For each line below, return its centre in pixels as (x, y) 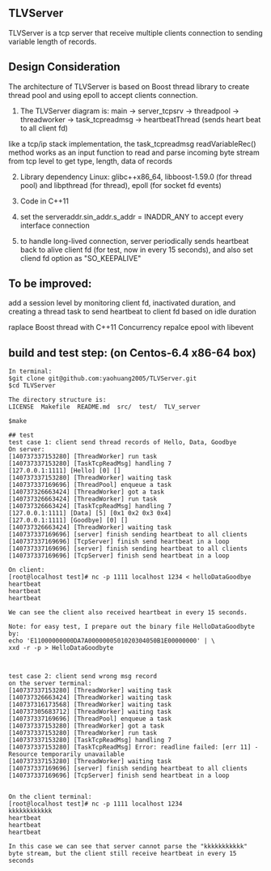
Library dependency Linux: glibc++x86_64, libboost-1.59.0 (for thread (136, 177)
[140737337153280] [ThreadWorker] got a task (86, 726)
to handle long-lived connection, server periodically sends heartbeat (134, 241)
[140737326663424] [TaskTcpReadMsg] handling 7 (90, 506)
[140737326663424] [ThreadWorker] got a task (86, 492)
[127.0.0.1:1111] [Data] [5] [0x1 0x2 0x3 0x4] (90, 514)
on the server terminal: (50, 684)
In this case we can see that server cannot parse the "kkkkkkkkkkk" (128, 847)
